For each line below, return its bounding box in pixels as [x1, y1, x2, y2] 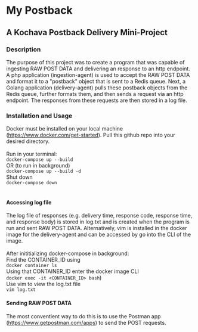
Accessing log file [6, 198, 52, 206]
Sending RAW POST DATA [6, 299, 72, 306]
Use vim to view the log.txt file [6, 281, 81, 288]
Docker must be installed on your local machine [6, 125, 123, 132]
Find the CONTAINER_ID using [6, 256, 81, 263]
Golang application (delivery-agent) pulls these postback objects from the [6, 84, 188, 91]
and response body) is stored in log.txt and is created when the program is [6, 218, 190, 225]
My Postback [6, 4, 73, 17]
